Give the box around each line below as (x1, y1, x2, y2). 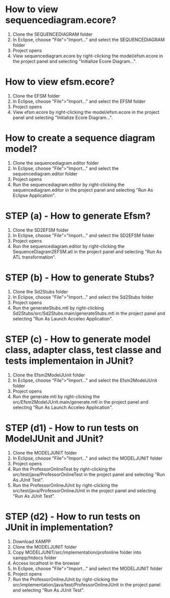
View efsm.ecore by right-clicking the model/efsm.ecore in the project (12, 109, 160, 115)
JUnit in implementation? (5, 521, 113, 533)
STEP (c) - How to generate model (5, 333, 151, 345)
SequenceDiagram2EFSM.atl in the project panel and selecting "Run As (12, 248, 162, 255)
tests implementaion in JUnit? (5, 355, 134, 367)
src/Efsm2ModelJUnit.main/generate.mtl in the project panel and (12, 399, 149, 405)
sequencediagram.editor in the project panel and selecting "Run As (12, 187, 153, 193)
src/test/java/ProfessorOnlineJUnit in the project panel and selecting (12, 487, 156, 494)
